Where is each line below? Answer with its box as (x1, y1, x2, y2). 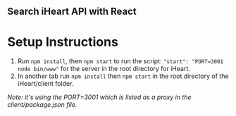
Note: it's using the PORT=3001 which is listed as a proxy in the (7, 93, 192, 101)
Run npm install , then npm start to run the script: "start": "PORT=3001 (17, 57, 224, 65)
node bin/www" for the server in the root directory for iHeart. (17, 65, 190, 73)
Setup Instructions (7, 34, 118, 50)
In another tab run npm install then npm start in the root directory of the (17, 72, 229, 80)
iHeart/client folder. (17, 79, 74, 88)
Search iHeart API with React (7, 6, 137, 18)
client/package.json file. (7, 101, 77, 109)
